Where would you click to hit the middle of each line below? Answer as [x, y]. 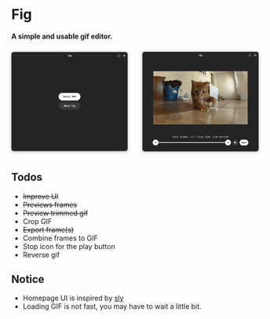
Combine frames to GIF [60, 238]
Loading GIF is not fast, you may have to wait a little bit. [112, 306]
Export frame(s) [48, 229]
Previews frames [50, 204]
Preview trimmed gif [55, 213]
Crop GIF [37, 221]
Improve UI [40, 196]
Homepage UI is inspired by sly [73, 298]
